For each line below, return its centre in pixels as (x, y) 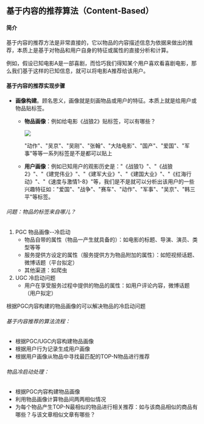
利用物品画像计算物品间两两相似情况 (61, 400)
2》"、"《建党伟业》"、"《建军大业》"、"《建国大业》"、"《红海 (105, 174)
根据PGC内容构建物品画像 (47, 392)
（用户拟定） (40, 293)
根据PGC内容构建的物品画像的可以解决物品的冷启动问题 (76, 306)
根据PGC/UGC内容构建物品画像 (55, 342)
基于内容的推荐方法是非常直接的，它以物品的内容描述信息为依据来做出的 (97, 42)
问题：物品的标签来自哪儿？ (41, 212)
